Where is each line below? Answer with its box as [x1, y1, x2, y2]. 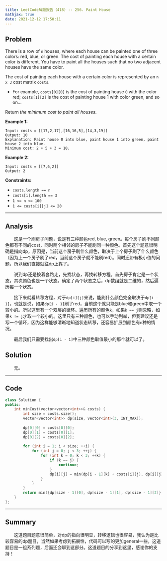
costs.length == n [12, 188, 51, 193]
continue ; [58, 462, 79, 467]
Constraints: [5, 178, 32, 184]
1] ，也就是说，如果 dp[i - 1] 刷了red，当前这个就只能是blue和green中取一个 [5, 301, 162, 307]
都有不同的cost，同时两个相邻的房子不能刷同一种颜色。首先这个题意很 [9, 242, 154, 248]
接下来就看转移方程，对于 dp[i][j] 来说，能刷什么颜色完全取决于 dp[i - [14, 295, 159, 300]
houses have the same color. [5, 64, 64, 70]
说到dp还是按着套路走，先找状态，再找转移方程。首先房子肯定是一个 [14, 271, 155, 277]
